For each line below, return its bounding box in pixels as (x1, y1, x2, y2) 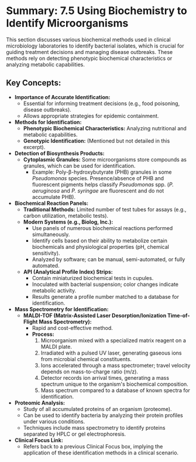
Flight (23, 318, 38, 325)
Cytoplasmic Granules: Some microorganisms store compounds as (23, 156, 187, 163)
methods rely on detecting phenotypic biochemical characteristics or (6, 55, 173, 62)
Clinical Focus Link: (14, 436, 63, 444)
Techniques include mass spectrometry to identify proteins (23, 424, 166, 431)
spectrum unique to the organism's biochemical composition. (40, 380, 188, 387)
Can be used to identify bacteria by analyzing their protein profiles (23, 412, 183, 419)
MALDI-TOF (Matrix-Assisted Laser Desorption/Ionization (23, 312, 167, 319)
